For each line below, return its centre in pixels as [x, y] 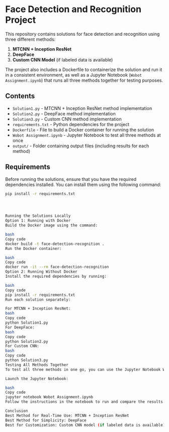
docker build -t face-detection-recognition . [55, 244]
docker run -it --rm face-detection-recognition [57, 267]
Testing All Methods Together [37, 365]
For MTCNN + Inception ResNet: [38, 308]
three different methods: [30, 39]
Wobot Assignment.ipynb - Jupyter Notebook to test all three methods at [87, 135]
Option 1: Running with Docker [38, 221]
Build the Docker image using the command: [52, 225]
